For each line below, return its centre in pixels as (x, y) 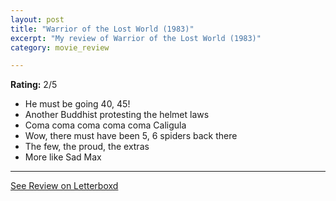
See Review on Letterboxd (64, 186)
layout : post (37, 19)
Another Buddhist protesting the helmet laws (117, 115)
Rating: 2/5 (34, 85)
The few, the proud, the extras (87, 147)
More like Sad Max (63, 157)
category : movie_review (60, 47)
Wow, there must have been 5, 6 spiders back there (131, 136)
